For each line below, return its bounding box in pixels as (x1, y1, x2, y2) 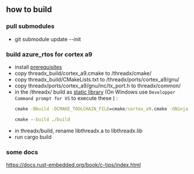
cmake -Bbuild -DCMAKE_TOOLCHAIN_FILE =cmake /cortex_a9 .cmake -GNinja (14, 105, 189, 112)
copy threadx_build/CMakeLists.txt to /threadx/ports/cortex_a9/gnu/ (14, 76, 180, 83)
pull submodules (6, 22, 55, 30)
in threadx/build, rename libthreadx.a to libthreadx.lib (14, 127, 142, 134)
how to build (6, 5, 52, 15)
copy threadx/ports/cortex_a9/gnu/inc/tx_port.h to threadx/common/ (14, 82, 181, 89)
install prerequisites (14, 63, 63, 70)
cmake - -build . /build (14, 117, 70, 122)
